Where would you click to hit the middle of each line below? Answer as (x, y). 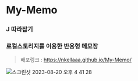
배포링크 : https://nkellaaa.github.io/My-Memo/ (76, 60)
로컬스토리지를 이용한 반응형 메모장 (52, 46)
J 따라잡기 (20, 30)
